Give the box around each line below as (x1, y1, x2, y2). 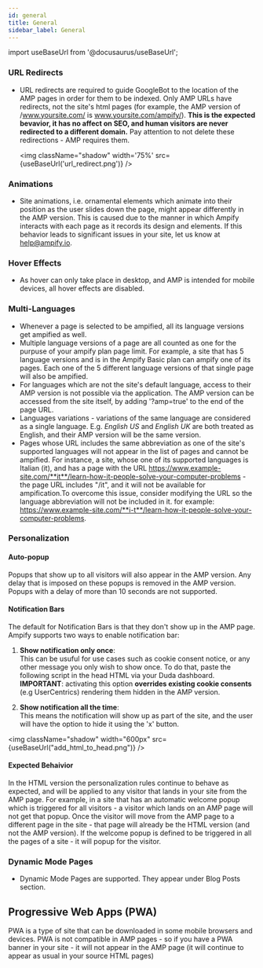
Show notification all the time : (19, 702, 119, 712)
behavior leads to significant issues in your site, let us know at (19, 229, 221, 239)
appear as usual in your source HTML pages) (8, 951, 155, 961)
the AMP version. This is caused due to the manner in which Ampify (19, 213, 239, 222)
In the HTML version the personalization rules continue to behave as (8, 779, 229, 788)
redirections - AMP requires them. (19, 135, 130, 145)
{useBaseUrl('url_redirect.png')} (19, 159, 124, 168)
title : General (8, 19, 58, 27)
